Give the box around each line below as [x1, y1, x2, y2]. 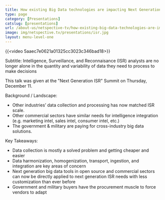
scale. [12, 107, 25, 113]
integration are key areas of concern [12, 163, 86, 169]
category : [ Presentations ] [5, 16, 60, 21]
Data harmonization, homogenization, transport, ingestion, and [12, 158, 139, 164]
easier [12, 152, 26, 158]
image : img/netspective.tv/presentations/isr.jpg [5, 30, 109, 35]
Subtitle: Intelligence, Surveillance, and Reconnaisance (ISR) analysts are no [5, 58, 159, 64]
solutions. [12, 128, 32, 134]
